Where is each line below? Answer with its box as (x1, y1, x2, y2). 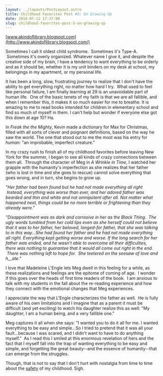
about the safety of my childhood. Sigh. (5, 365, 84, 372)
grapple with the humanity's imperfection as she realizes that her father (5, 165, 148, 171)
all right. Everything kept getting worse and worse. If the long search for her (5, 235, 158, 241)
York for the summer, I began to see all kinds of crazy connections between (5, 154, 157, 160)
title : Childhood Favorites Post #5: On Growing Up (5, 12, 112, 17)
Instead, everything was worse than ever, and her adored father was (6, 189, 145, 195)
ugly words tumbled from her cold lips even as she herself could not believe (5, 220, 157, 225)
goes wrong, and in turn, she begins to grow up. (5, 175, 101, 181)
